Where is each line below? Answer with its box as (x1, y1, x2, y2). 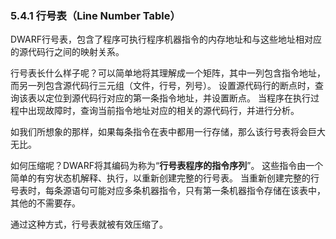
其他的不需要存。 (10, 197, 81, 209)
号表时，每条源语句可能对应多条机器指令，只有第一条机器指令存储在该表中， (10, 185, 326, 197)
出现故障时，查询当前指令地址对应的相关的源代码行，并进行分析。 (27, 105, 300, 117)
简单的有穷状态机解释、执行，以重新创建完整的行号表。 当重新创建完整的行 (10, 172, 320, 184)
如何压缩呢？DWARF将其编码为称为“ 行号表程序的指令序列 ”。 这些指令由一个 (10, 160, 324, 172)
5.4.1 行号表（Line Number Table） (10, 8, 181, 22)
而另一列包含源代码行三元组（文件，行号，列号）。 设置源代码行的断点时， (10, 80, 315, 92)
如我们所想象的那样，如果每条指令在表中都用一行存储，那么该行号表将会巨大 (10, 126, 326, 138)
